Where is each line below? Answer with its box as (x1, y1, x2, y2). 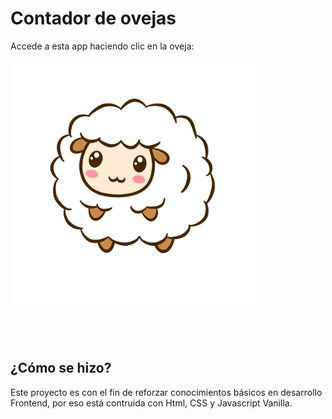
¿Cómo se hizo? (10, 360, 112, 377)
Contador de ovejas (10, 7, 177, 30)
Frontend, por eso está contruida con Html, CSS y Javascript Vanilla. (10, 397, 293, 409)
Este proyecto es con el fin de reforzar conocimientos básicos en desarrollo (10, 386, 323, 398)
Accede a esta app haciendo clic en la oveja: (10, 40, 195, 52)
